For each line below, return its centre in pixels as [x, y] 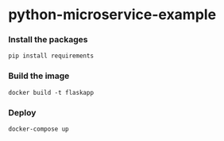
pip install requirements [51, 56]
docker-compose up [39, 129]
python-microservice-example [112, 15]
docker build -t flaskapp [51, 92]
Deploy [22, 112]
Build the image [39, 76]
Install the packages [48, 40]
